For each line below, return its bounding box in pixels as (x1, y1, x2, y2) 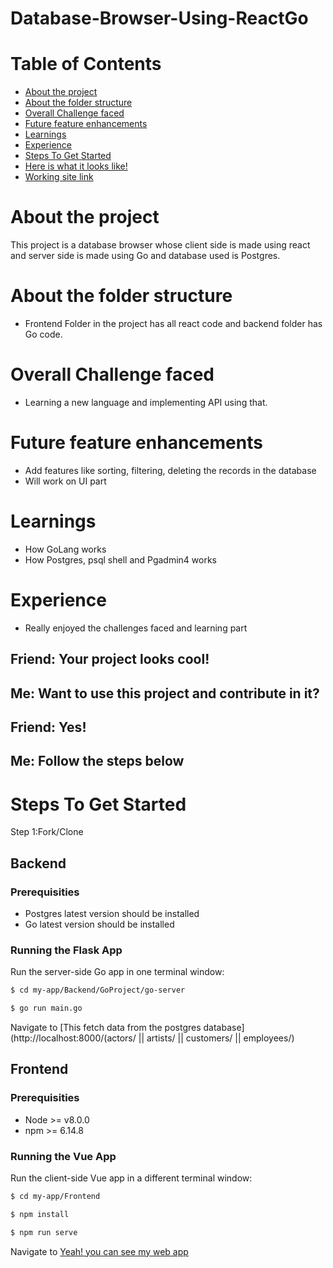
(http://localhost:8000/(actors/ (10, 1032, 137, 1044)
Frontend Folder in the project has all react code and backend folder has (24, 318, 323, 329)
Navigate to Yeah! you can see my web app (10, 1245, 189, 1257)
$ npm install (10, 1209, 70, 1219)
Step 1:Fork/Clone (10, 826, 84, 838)
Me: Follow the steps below (10, 753, 185, 770)
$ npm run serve (10, 1227, 78, 1237)
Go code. (24, 328, 63, 340)
